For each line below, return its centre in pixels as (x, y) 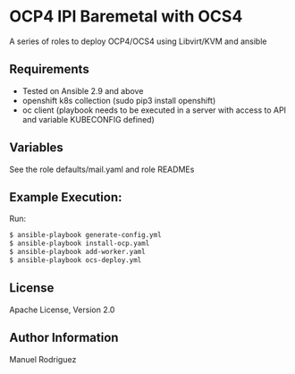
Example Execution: (66, 197)
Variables (37, 148)
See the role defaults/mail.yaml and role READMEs (102, 169)
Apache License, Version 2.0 (62, 310)
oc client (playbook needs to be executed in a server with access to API (154, 110)
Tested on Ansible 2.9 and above (83, 90)
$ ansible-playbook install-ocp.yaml (80, 243)
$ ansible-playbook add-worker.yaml (77, 252)
